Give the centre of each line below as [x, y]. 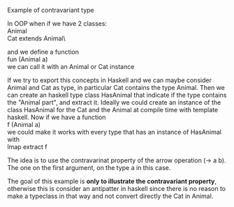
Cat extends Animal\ [37, 38]
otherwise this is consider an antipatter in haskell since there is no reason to [116, 189]
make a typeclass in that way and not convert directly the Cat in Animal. [110, 196]
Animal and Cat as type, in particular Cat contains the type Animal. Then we [116, 87]
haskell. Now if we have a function [57, 117]
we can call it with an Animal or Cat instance [71, 67]
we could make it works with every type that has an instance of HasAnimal [115, 132]
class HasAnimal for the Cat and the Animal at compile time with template [113, 110]
